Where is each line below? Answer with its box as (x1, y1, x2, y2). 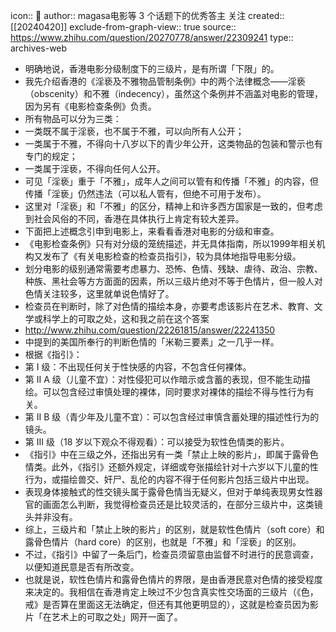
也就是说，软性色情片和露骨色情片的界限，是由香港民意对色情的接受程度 (24, 574, 323, 585)
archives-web (10, 42, 68, 54)
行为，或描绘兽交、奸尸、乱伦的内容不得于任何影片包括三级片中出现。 (24, 474, 315, 485)
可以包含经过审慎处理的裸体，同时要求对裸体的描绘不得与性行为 (42, 386, 306, 398)
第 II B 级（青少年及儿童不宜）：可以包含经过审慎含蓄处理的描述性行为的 (24, 411, 320, 423)
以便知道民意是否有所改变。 (24, 561, 140, 573)
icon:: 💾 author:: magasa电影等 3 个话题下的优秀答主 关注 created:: (10, 10, 285, 21)
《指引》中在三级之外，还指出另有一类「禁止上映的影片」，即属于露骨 (24, 449, 310, 460)
